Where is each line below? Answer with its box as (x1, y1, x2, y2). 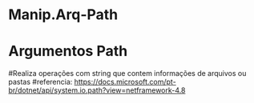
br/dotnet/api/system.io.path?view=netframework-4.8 (8, 85, 186, 95)
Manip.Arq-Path (8, 6, 119, 24)
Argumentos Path (8, 42, 128, 61)
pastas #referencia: (8, 77, 73, 87)
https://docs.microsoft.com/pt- (74, 77, 176, 87)
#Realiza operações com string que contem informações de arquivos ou (8, 69, 247, 78)
